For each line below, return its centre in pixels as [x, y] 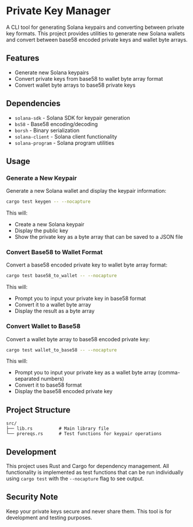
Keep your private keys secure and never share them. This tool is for [89, 511]
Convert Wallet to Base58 [43, 327]
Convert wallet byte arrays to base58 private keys [75, 85]
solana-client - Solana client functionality [66, 136]
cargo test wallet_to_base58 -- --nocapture [61, 350]
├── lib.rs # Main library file [58, 429]
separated [27, 379]
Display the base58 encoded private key [64, 391]
